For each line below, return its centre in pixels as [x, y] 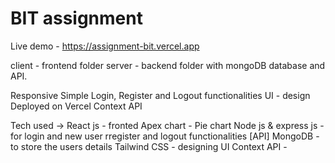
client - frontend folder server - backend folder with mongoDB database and [168, 65]
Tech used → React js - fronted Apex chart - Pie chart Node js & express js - [167, 125]
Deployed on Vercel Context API [76, 106]
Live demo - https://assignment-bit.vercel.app [105, 46]
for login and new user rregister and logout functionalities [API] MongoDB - [165, 136]
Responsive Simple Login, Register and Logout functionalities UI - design [160, 95]
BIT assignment [76, 18]
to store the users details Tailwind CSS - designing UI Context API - [149, 146]
